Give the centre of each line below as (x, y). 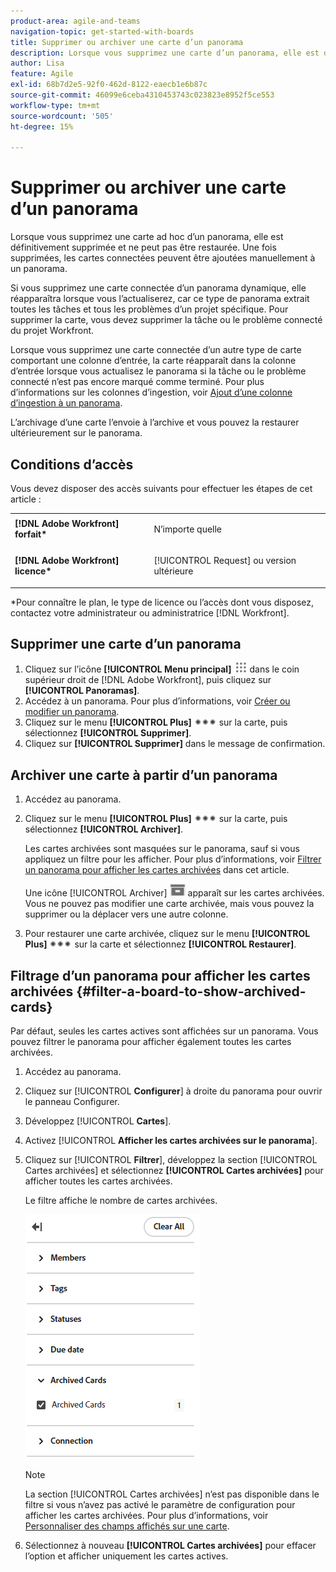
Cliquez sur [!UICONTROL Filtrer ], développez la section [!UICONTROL (171, 1159)
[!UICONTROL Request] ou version (225, 560)
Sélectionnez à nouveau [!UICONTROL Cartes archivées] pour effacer (170, 1545)
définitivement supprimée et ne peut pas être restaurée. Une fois (143, 247)
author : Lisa (37, 63)
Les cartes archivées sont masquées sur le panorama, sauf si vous (162, 849)
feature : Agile (42, 74)
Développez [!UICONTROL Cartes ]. (98, 1121)
